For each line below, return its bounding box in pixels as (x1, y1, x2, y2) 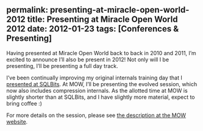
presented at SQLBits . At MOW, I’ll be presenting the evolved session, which (6, 80, 198, 87)
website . (6, 118, 28, 125)
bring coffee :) (6, 99, 43, 107)
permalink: (6, 5, 49, 15)
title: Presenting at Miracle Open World (27, 15, 178, 25)
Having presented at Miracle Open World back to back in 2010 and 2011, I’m (6, 49, 196, 56)
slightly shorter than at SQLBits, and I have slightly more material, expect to (6, 93, 195, 101)
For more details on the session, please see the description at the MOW (6, 112, 187, 119)
